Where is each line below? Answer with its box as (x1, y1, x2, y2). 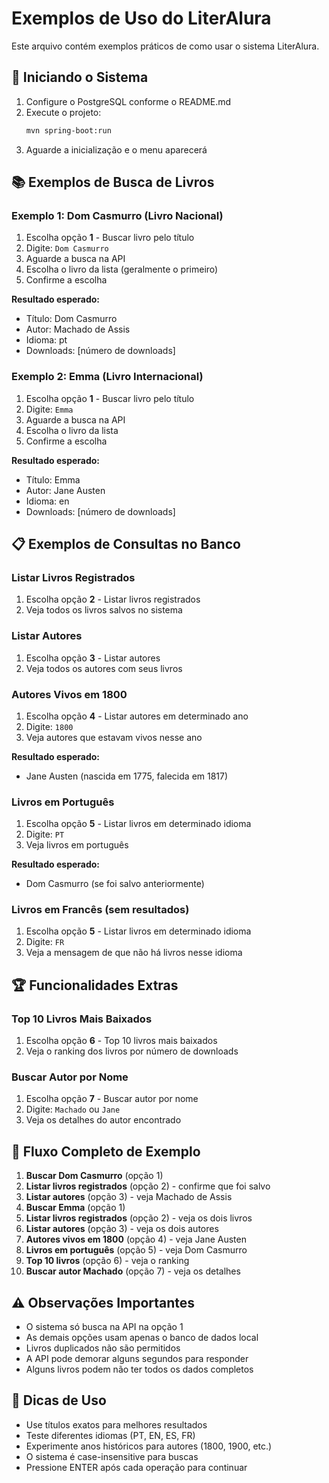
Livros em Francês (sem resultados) (11, 903, 190, 917)
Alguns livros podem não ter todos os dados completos (25, 1363, 254, 1376)
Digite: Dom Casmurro (25, 242, 109, 254)
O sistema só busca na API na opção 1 (25, 1321, 184, 1333)
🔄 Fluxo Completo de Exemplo (11, 1143, 201, 1160)
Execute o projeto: (25, 106, 102, 118)
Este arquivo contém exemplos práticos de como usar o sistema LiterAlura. (11, 40, 320, 52)
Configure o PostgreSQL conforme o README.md (25, 95, 232, 107)
